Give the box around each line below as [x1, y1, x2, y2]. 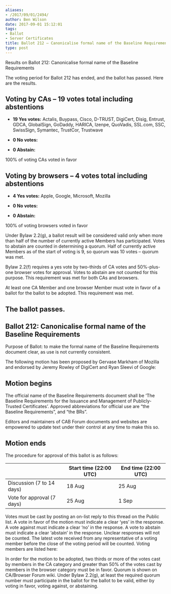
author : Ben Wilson [5, 17, 47, 22]
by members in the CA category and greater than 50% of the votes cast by [5, 561, 162, 568]
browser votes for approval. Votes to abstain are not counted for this [14, 269, 158, 276]
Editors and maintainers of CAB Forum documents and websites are [5, 419, 148, 425]
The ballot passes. [5, 305, 65, 313]
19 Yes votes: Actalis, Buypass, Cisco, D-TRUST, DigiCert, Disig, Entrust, [12, 116, 165, 122]
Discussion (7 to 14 [8, 479, 55, 487]
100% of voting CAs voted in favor [5, 156, 77, 163]
